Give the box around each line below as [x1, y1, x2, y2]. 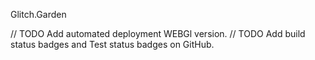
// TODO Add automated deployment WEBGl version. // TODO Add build [10, 28, 306, 39]
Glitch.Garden [10, 9, 67, 20]
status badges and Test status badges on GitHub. [10, 39, 215, 50]
